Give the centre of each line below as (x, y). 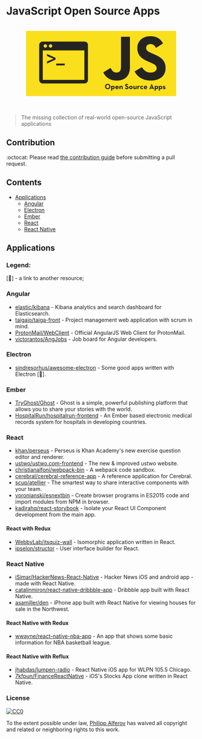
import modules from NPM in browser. (62, 502)
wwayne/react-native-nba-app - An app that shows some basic (94, 636)
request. (17, 163)
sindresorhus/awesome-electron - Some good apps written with (94, 367)
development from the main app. (55, 515)
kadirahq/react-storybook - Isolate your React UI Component (90, 508)
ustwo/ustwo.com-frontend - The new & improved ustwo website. (96, 463)
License (18, 698)
